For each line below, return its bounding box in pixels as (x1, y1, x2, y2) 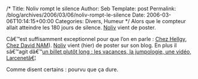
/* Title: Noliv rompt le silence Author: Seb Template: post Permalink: (6, 5, 176, 12)
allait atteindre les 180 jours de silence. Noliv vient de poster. (6, 24, 156, 31)
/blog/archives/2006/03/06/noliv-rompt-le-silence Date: (6, 11, 146, 18)
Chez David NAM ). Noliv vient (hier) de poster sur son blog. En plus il (6, 42, 177, 49)
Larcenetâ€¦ (6, 55, 37, 61)
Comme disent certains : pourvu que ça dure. (6, 66, 119, 73)
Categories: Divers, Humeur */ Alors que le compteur (55, 18, 186, 24)
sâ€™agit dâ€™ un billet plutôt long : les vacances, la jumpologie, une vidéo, (6, 48, 192, 55)
